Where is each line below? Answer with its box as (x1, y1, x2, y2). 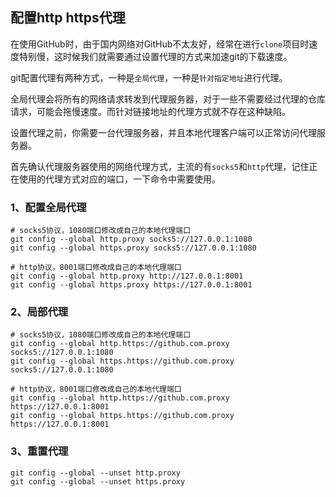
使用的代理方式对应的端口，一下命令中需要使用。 (18, 173, 221, 185)
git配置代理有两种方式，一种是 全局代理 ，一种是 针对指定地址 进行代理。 (10, 71, 288, 83)
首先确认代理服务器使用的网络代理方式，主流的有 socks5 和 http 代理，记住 (10, 160, 310, 172)
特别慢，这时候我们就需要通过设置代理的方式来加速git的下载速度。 (18, 50, 293, 62)
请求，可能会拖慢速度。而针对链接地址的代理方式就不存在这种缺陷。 (10, 105, 291, 117)
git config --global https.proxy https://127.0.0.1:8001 (10, 280, 253, 290)
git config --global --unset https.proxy (10, 476, 186, 487)
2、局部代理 (10, 305, 69, 319)
